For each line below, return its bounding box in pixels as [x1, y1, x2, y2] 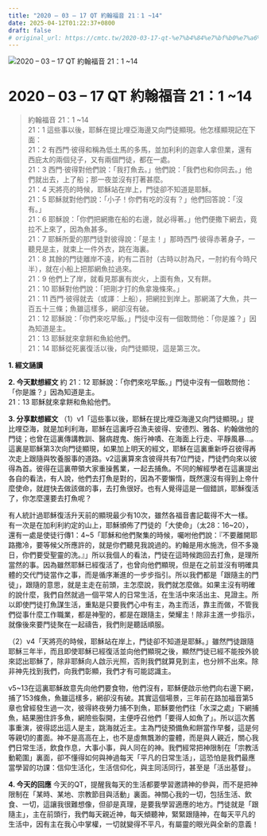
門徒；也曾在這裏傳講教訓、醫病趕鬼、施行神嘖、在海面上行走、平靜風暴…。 [8, 434, 258, 443]
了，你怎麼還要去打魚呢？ [8, 493, 92, 503]
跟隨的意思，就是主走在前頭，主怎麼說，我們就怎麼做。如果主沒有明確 [25, 580, 256, 590]
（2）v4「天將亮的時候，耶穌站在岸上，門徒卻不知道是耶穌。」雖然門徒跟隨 [8, 637, 254, 646]
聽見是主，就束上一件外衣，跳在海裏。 [27, 244, 153, 254]
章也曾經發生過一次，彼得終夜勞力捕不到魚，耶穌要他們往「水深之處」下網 [8, 703, 252, 713]
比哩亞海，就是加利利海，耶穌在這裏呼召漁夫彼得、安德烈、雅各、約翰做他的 [8, 424, 259, 434]
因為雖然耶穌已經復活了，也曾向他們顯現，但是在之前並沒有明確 [42, 560, 252, 570]
